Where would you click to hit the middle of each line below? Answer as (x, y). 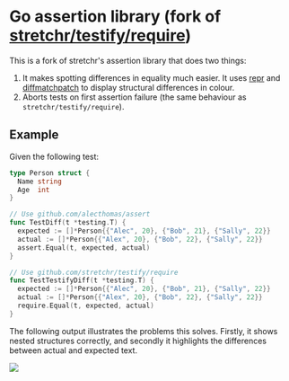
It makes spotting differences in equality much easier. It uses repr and (151, 77)
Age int (34, 190)
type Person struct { (50, 173)
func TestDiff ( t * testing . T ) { (68, 223)
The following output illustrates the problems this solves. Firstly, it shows (144, 331)
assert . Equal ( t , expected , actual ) (84, 248)
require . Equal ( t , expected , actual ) (86, 306)
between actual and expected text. (73, 350)
